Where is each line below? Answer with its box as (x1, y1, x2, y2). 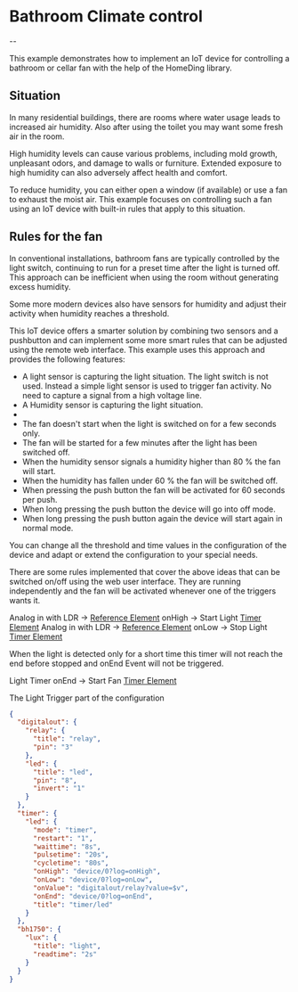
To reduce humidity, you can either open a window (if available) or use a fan (9, 184, 288, 195)
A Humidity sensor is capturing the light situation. (21, 399, 204, 410)
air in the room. (9, 131, 65, 142)
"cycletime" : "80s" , (32, 858, 109, 868)
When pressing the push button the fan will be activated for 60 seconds (21, 484, 286, 496)
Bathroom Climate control (9, 6, 203, 27)
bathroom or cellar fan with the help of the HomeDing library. (9, 62, 233, 73)
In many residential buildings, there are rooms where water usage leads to (9, 111, 281, 122)
